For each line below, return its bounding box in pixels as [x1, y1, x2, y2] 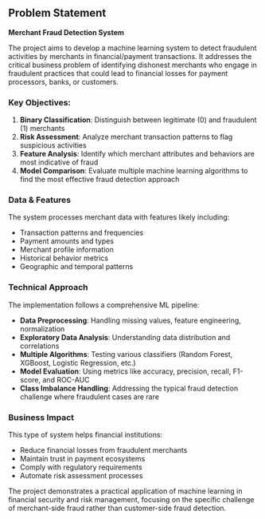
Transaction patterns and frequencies [19, 228, 144, 238]
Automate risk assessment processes [19, 471, 143, 480]
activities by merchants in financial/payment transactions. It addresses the [8, 51, 252, 61]
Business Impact [8, 411, 74, 422]
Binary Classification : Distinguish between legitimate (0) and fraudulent [19, 115, 257, 125]
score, [19, 374, 41, 384]
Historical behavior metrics [19, 253, 109, 263]
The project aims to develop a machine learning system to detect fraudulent [8, 43, 257, 53]
